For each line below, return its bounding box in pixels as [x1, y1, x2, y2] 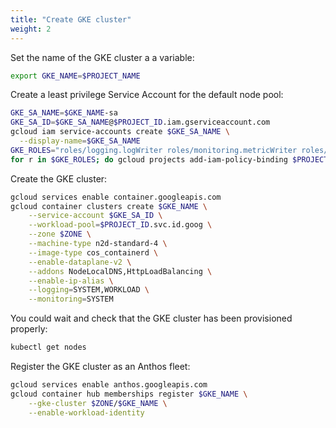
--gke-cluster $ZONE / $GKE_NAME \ [28, 398, 168, 408]
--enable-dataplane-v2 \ [28, 257, 132, 267]
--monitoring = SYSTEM [28, 294, 114, 305]
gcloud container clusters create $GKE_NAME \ [10, 201, 208, 211]
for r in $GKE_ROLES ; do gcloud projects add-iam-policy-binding [10, 154, 288, 165]
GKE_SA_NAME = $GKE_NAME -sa [10, 108, 118, 118]
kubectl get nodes [10, 342, 87, 353]
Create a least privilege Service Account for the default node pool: [10, 89, 284, 101]
